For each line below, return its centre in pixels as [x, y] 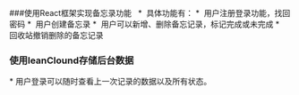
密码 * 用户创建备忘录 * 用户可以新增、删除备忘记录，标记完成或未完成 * [145, 24]
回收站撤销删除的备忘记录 [56, 35]
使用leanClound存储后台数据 [72, 60]
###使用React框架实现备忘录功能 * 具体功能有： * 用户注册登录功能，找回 [150, 13]
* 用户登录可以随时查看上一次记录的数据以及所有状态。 [111, 82]
